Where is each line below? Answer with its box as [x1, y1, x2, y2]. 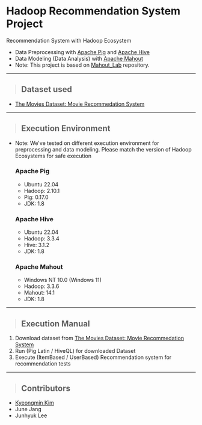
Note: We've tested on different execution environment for [14, 139, 159, 147]
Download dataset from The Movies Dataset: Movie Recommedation [14, 335, 185, 342]
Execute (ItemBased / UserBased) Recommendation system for [14, 353, 172, 361]
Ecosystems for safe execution [14, 152, 92, 159]
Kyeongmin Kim [14, 399, 54, 406]
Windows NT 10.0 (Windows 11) [23, 277, 102, 284]
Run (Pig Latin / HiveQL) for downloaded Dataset [14, 347, 136, 355]
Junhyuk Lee [14, 412, 47, 419]
